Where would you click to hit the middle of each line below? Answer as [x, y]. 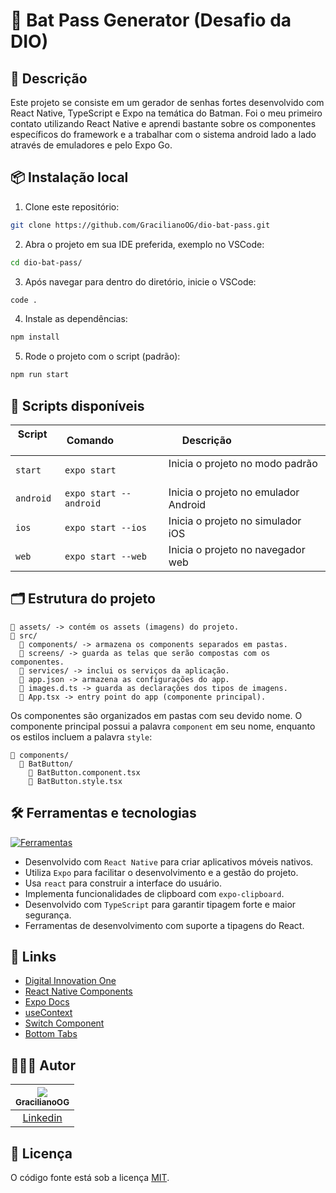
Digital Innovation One [70, 981]
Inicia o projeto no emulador [234, 492]
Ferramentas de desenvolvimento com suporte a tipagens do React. [164, 925]
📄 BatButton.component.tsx [84, 772]
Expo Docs [47, 1002]
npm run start [40, 375]
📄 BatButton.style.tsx [75, 781]
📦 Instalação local [69, 177]
